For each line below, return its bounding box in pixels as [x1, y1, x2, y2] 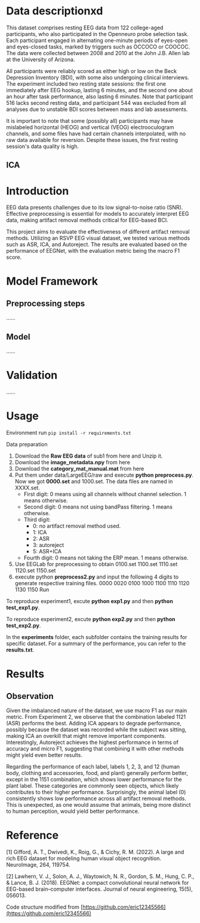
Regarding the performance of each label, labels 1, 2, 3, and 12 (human [6, 762, 180, 770]
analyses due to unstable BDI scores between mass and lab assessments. [6, 105, 188, 113]
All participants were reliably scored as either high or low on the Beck [6, 67, 177, 74]
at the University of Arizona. [6, 56, 75, 63]
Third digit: [23, 516, 51, 523]
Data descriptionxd [6, 4, 103, 18]
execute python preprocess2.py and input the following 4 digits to [14, 573, 179, 580]
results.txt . [6, 646, 35, 653]
